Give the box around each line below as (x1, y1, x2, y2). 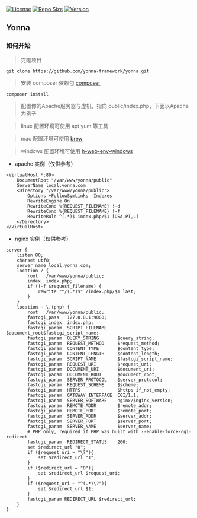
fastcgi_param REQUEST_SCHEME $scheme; (27, 382, 139, 388)
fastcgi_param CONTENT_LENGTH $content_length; (27, 351, 160, 357)
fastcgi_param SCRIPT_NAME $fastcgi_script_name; (27, 356, 173, 362)
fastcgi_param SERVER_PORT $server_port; (27, 418, 152, 424)
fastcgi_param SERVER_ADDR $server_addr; (27, 413, 152, 419)
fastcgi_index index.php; (27, 319, 94, 326)
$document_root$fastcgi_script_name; (6, 330, 99, 336)
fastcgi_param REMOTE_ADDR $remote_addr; (27, 402, 152, 409)
